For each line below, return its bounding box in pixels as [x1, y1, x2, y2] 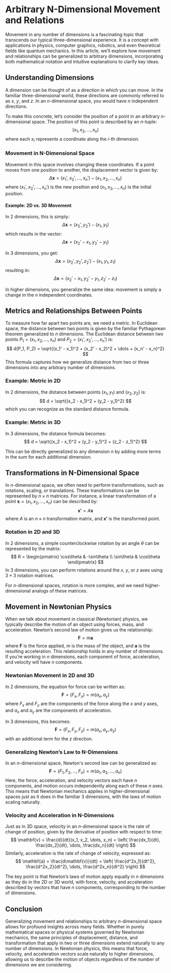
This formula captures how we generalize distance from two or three [5, 359, 149, 365]
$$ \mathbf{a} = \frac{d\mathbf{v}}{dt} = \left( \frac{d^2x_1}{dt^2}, [15, 858, 156, 865]
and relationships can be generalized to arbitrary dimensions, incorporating [5, 53, 163, 59]
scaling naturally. [5, 799, 41, 805]
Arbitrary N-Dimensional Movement [5, 4, 160, 15]
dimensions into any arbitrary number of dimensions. [5, 365, 116, 371]
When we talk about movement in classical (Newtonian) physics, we [5, 616, 148, 622]
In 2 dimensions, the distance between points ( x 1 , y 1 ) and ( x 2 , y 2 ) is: [5, 389, 147, 396]
